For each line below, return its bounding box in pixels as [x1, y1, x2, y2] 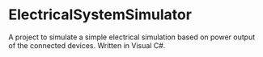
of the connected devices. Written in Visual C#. [8, 40, 166, 50]
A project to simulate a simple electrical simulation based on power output [8, 32, 256, 42]
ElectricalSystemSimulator [8, 6, 193, 24]
